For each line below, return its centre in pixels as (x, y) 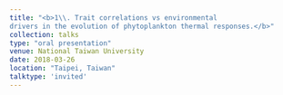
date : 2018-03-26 (42, 60)
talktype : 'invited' (49, 77)
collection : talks (44, 34)
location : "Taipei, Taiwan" (63, 69)
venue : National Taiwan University (77, 52)
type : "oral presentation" (61, 43)
